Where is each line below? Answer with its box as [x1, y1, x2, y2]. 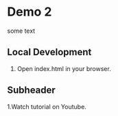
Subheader [7, 85, 56, 96]
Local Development [7, 46, 92, 58]
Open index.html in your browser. [16, 64, 111, 72]
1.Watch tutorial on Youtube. [7, 102, 87, 111]
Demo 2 [7, 4, 52, 20]
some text [7, 27, 36, 35]
